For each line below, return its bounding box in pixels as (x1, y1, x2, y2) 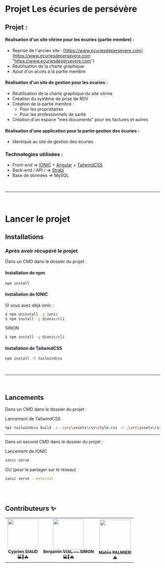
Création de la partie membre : (12, 101, 75, 106)
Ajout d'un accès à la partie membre (12, 68, 86, 74)
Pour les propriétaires (19, 106, 64, 112)
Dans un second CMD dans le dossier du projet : (5, 439, 103, 445)
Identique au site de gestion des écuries (12, 139, 94, 145)
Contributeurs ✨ (5, 504, 56, 513)
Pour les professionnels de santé (19, 111, 86, 117)
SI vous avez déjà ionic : (5, 302, 54, 308)
